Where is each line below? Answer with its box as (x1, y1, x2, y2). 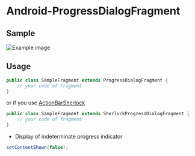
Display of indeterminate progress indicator (14, 133, 123, 140)
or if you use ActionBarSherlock (6, 99, 85, 106)
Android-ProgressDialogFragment (6, 4, 181, 18)
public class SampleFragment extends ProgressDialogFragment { (6, 77, 169, 83)
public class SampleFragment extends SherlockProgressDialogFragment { (6, 111, 190, 117)
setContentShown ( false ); (6, 145, 69, 151)
